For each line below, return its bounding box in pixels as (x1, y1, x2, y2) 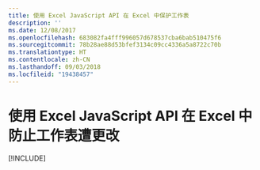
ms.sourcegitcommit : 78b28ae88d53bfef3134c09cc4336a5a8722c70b (8, 41, 222, 49)
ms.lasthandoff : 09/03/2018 (8, 63, 101, 71)
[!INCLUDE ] (8, 153, 46, 163)
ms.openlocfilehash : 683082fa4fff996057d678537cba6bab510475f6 (8, 33, 222, 42)
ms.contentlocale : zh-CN (8, 56, 90, 64)
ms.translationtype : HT (8, 48, 87, 56)
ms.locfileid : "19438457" (8, 70, 94, 78)
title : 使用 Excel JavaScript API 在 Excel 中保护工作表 (8, 11, 189, 20)
